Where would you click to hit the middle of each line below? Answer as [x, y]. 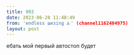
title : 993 [20, 12]
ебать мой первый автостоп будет [51, 46]
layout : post [23, 29]
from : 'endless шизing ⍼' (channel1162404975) [67, 23]
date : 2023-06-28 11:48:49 [41, 18]
